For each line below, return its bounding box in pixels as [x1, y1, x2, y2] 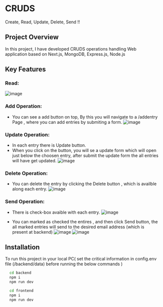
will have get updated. [12, 158, 57, 164]
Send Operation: [5, 198, 45, 205]
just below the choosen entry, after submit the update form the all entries [12, 153, 159, 158]
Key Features [5, 65, 46, 73]
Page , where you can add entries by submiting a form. [12, 119, 123, 125]
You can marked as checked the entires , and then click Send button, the [12, 219, 158, 224]
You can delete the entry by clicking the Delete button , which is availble [12, 181, 157, 187]
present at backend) [12, 229, 53, 235]
